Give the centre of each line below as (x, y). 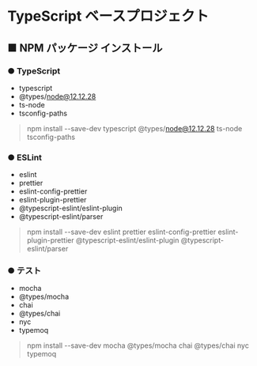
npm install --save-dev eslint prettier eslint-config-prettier (121, 232)
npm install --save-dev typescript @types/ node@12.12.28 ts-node (134, 128)
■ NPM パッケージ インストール (85, 48)
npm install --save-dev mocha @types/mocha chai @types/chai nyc (138, 345)
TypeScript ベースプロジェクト (108, 16)
